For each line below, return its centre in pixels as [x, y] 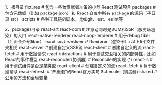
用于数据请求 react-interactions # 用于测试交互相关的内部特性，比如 [88, 54]
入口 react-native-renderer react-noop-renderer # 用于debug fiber [84, 35]
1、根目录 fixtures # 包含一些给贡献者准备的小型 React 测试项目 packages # [81, 7]
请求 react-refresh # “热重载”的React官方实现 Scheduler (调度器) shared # [83, 72]
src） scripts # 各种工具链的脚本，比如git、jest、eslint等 [67, 19]
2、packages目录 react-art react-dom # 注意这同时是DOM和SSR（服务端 [78, 29]
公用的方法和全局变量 [26, 78]
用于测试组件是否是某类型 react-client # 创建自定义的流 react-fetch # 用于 [79, 66]
